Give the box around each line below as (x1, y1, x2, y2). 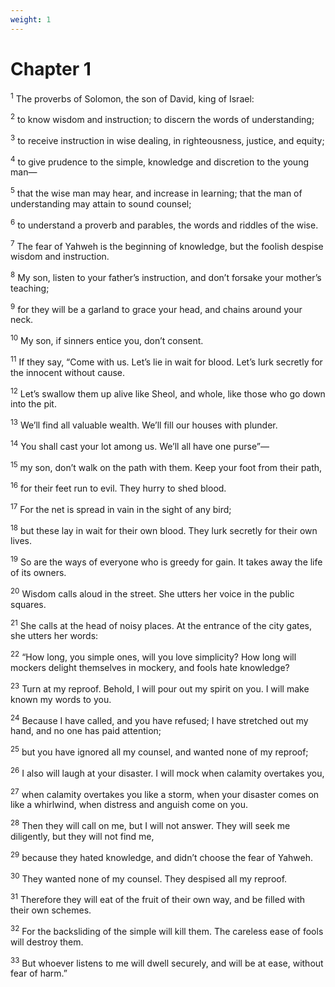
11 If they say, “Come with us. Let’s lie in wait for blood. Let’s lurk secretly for (10, 354, 323, 368)
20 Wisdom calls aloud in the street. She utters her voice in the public (10, 586, 295, 600)
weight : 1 (10, 14, 52, 25)
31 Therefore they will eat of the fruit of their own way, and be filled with (10, 892, 306, 905)
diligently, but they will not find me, (10, 830, 155, 842)
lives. (10, 535, 32, 547)
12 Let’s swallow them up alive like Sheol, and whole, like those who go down (10, 386, 326, 400)
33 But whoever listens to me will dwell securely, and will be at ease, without (10, 955, 324, 969)
